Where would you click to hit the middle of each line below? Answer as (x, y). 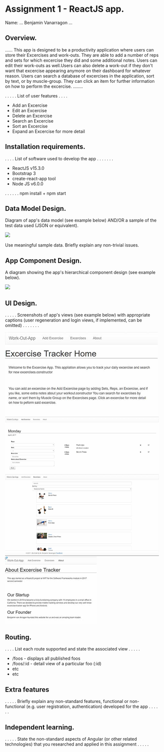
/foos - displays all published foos (46, 658)
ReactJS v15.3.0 (28, 168)
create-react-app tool (34, 178)
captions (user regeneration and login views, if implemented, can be (74, 320)
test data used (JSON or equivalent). (42, 226)
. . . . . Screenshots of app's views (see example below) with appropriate (78, 315)
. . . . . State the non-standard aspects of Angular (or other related (71, 739)
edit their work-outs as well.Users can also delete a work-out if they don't (79, 65)
